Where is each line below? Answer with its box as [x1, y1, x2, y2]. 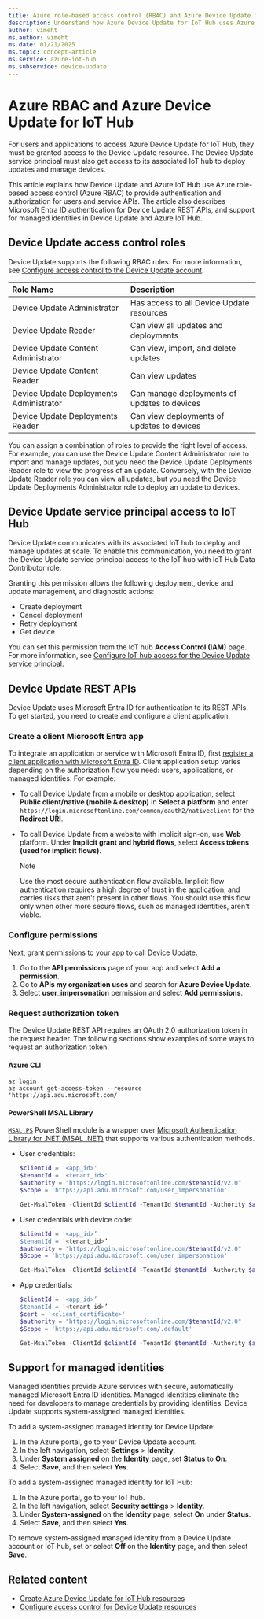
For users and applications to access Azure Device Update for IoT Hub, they [8, 139, 255, 149]
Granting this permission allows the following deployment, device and [8, 578, 233, 588]
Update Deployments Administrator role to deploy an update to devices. [8, 482, 240, 492]
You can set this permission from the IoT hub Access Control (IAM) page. [8, 642, 247, 652]
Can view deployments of [130, 410, 225, 421]
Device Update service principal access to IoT [8, 505, 237, 518]
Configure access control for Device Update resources [19, 1602, 197, 1612]
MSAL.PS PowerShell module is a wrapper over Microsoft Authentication [8, 1126, 237, 1135]
